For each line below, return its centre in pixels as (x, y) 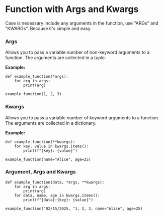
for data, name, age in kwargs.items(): (57, 195)
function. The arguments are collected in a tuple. (56, 58)
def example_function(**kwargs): (40, 142)
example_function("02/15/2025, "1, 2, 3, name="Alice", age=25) (74, 208)
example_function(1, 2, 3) (33, 94)
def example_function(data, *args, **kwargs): (55, 182)
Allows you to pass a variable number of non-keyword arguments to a (77, 52)
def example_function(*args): (37, 77)
